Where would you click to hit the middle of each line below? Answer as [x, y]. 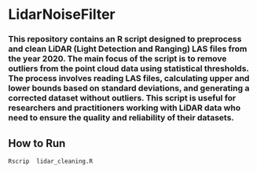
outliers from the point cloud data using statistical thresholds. [128, 68]
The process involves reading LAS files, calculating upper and [129, 79]
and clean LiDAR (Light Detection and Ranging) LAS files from [128, 49]
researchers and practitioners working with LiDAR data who [125, 108]
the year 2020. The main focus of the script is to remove [117, 59]
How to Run [37, 143]
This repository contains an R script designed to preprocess [125, 39]
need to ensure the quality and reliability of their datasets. [121, 118]
